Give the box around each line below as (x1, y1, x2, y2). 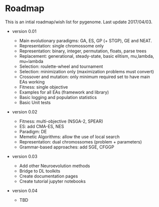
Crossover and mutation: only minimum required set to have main (19, 74, 150, 80)
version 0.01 (12, 28, 36, 34)
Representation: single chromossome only (19, 43, 104, 48)
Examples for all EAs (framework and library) (19, 89, 109, 95)
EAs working (19, 79, 45, 85)
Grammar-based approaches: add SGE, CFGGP (19, 144, 114, 150)
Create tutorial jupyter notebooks (19, 178, 86, 184)
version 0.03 (12, 153, 37, 159)
